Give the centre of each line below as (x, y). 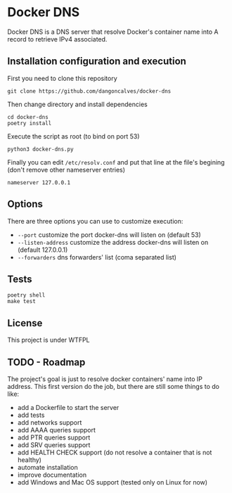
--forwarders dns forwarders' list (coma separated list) (97, 257)
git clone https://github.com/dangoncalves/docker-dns (89, 91)
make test (22, 302)
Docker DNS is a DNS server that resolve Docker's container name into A (113, 32)
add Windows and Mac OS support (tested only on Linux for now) (112, 482)
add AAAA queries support (57, 430)
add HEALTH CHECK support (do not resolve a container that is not (115, 452)
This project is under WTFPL (49, 340)
